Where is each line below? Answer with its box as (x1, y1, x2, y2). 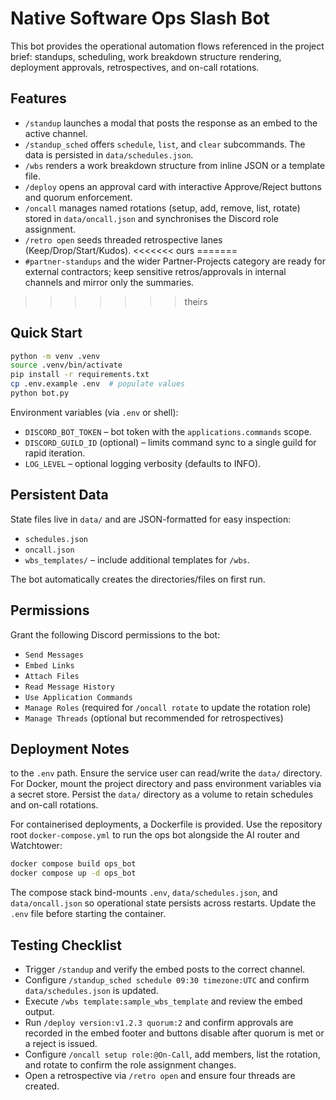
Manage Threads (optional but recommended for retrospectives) (24, 712, 284, 724)
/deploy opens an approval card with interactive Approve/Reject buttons (24, 180, 322, 192)
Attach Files (24, 671, 80, 681)
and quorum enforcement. (24, 191, 133, 203)
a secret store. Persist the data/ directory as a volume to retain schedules (10, 788, 314, 801)
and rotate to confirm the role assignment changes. (24, 1058, 237, 1071)
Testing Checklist (10, 937, 122, 954)
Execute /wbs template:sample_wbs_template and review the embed (24, 995, 303, 1007)
